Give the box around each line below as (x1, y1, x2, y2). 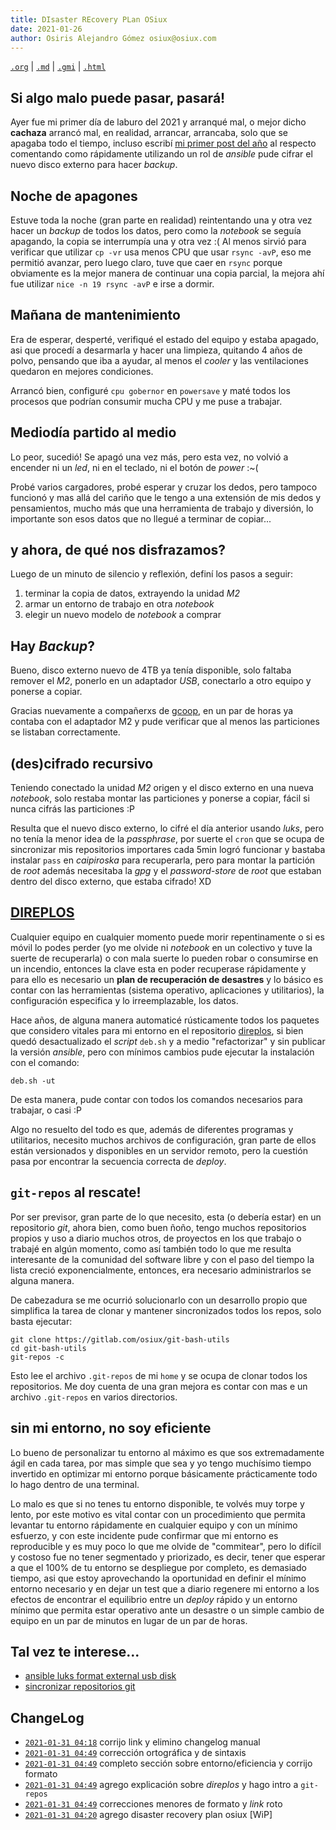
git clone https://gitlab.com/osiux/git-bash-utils (10, 1334, 230, 1345)
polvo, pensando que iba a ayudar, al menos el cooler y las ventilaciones (10, 354, 309, 366)
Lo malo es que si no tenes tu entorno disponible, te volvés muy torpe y (10, 1497, 305, 1510)
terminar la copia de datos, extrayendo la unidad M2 (24, 587, 240, 600)
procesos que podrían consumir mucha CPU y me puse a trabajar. (10, 395, 283, 407)
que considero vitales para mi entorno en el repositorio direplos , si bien (10, 1024, 304, 1036)
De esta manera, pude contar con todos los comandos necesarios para (10, 1093, 303, 1105)
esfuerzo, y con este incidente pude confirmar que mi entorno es (10, 1529, 279, 1541)
